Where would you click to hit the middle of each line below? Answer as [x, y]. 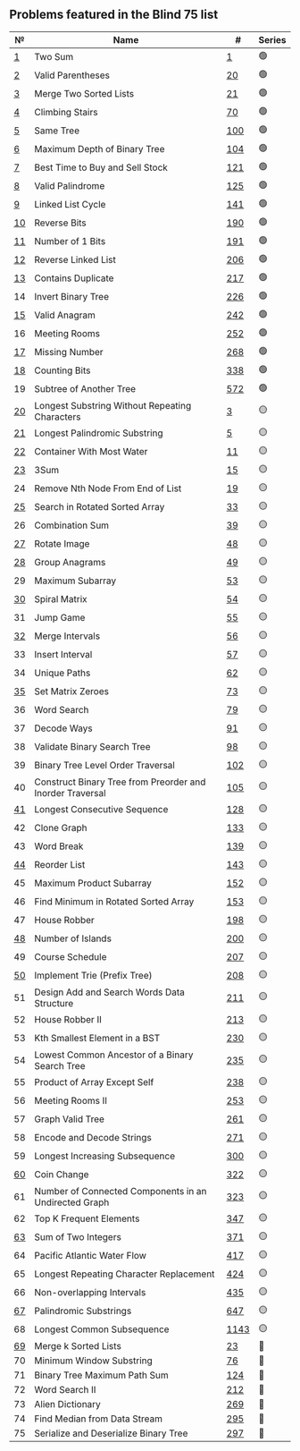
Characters [58, 417]
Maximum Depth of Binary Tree [100, 149]
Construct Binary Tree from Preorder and [120, 782]
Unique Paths [62, 673]
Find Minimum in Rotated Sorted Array [114, 902]
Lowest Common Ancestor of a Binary [114, 1055]
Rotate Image [62, 544]
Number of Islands [73, 938]
